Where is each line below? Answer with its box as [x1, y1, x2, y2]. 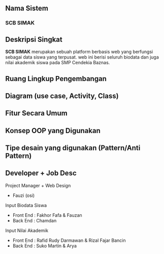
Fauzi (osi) [12, 192, 35, 198]
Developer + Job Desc [5, 169, 77, 177]
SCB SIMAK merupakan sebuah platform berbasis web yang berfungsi [5, 48, 153, 55]
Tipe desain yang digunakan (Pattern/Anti [5, 144, 141, 153]
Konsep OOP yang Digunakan [5, 126, 101, 135]
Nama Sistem [5, 4, 48, 13]
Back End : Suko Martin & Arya [12, 242, 77, 249]
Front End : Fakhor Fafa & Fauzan [12, 212, 82, 218]
